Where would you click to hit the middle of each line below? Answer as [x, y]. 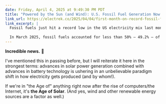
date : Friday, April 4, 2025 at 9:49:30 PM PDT [55, 10]
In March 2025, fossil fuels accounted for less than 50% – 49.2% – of [85, 37]
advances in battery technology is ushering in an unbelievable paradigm [79, 71]
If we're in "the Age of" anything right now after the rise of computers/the [80, 86]
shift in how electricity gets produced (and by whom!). [60, 76]
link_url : [15, 19]
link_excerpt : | [22, 23]
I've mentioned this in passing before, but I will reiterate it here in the [75, 61]
